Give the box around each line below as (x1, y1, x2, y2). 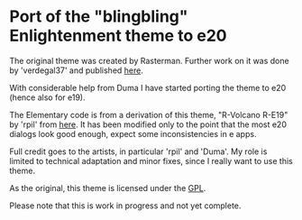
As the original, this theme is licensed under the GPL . (9, 182, 206, 193)
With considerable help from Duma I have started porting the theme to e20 (9, 82, 287, 93)
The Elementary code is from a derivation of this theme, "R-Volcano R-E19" (9, 109, 288, 120)
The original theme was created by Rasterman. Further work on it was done (9, 55, 290, 66)
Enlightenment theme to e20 (9, 25, 227, 46)
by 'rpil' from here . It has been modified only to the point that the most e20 (9, 119, 287, 130)
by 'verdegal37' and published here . (9, 65, 144, 76)
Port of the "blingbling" (9, 6, 188, 27)
